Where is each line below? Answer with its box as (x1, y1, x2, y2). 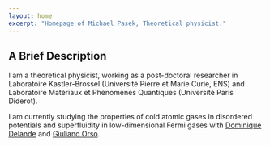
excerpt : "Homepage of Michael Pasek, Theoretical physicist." (8, 19, 227, 27)
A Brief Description (8, 49, 107, 63)
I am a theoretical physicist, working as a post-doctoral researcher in (8, 70, 238, 81)
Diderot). (8, 96, 38, 106)
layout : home (8, 11, 53, 20)
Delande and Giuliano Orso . (8, 129, 101, 139)
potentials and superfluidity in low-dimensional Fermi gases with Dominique (8, 120, 262, 130)
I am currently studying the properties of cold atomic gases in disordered (8, 112, 253, 122)
